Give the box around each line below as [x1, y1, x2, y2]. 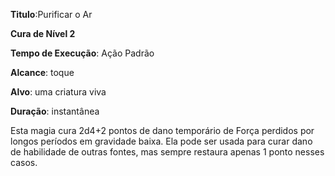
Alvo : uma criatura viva [10, 86, 107, 98]
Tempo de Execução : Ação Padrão [10, 47, 155, 59]
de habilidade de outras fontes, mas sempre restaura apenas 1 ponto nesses [10, 146, 325, 158]
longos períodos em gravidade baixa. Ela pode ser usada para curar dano [10, 135, 313, 147]
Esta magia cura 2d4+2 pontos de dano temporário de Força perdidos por [10, 125, 315, 136]
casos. [10, 157, 38, 168]
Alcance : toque [10, 67, 75, 78]
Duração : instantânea [10, 105, 100, 117]
